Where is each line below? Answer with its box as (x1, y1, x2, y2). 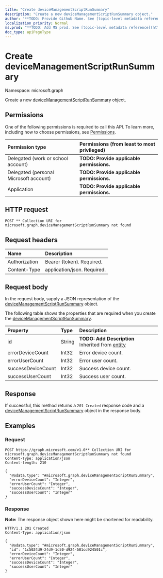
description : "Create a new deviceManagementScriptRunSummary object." (5, 12, 153, 17)
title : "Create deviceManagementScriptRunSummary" (5, 7, 110, 12)
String (60, 339, 75, 345)
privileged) (79, 146, 106, 153)
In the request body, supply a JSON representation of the (5, 296, 120, 302)
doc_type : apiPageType (5, 30, 51, 35)
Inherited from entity (79, 342, 126, 348)
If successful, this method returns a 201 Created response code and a (5, 402, 145, 408)
